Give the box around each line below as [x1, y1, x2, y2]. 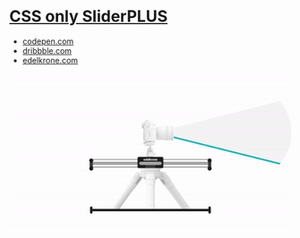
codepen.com [21, 36, 74, 47]
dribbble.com [21, 45, 73, 55]
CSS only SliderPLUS [9, 6, 168, 27]
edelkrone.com [21, 55, 79, 65]
